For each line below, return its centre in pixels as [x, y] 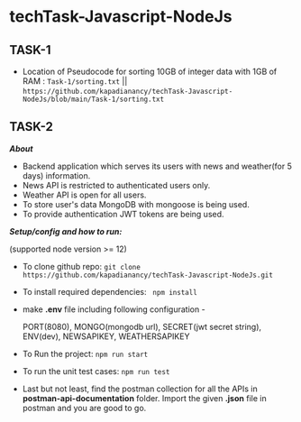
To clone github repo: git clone [82, 266]
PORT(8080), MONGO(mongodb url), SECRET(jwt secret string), [142, 326]
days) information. [56, 175]
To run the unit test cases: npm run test [96, 371]
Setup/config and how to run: [66, 231]
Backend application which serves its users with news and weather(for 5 [157, 166]
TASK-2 [32, 127]
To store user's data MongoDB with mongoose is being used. [136, 204]
